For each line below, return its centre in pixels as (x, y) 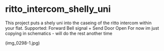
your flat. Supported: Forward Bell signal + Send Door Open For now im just (82, 28)
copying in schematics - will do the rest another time (59, 33)
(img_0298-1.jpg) (23, 43)
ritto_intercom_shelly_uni (58, 9)
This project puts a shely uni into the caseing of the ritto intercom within (79, 23)
